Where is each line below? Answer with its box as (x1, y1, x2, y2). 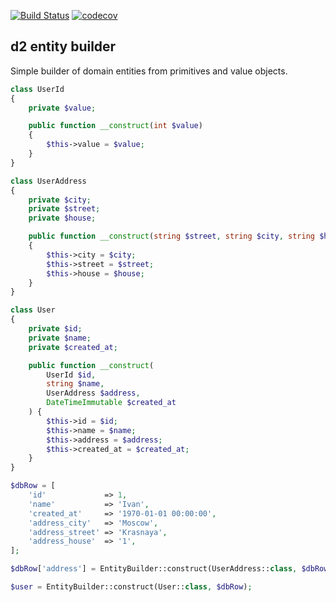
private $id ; (28, 324, 83, 334)
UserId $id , (46, 370, 97, 380)
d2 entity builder (10, 38, 117, 55)
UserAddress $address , (46, 388, 141, 399)
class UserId (10, 84, 65, 94)
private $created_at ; (28, 342, 118, 352)
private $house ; (28, 213, 97, 224)
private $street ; (28, 204, 101, 214)
